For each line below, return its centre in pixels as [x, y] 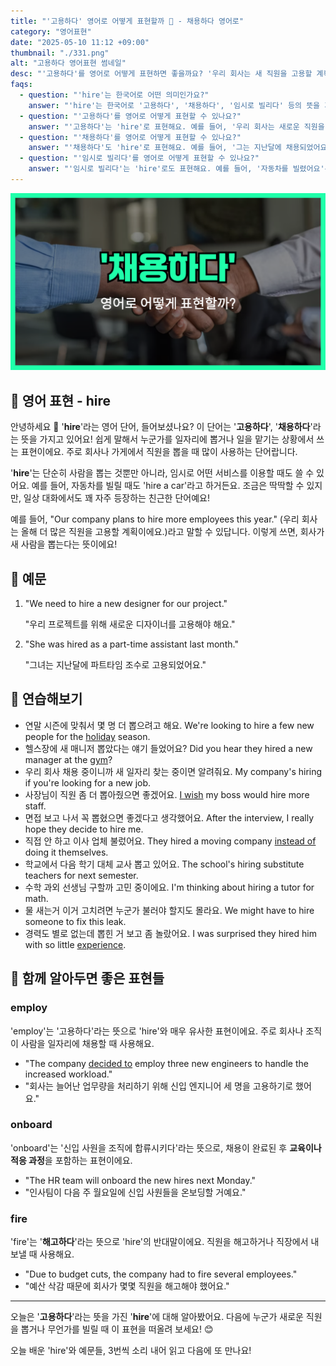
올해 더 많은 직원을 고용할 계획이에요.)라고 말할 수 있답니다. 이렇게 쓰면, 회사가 [172, 532]
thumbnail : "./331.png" [60, 53]
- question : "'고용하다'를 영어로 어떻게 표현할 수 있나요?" [130, 116]
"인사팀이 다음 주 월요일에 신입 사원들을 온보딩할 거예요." [135, 1192]
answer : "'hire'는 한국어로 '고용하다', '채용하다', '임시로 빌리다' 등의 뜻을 [174, 105]
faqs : [21, 85]
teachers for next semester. [81, 875]
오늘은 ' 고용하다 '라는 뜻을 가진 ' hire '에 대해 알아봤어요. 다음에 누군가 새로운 [157, 1317]
